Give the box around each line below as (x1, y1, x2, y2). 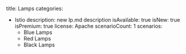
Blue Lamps (23, 29, 53, 36)
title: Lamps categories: (6, 5, 63, 12)
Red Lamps (23, 35, 51, 42)
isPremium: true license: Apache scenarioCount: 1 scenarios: (14, 23, 162, 29)
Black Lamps (23, 41, 55, 48)
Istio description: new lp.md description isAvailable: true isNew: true (14, 16, 180, 23)
